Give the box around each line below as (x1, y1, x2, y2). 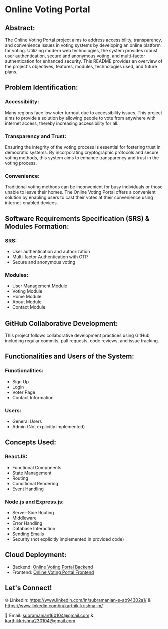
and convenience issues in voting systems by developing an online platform (5, 42, 161, 48)
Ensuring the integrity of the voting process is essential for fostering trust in (5, 144, 161, 150)
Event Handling (12, 486, 44, 492)
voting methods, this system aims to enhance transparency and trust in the (5, 154, 159, 161)
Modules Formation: (5, 222, 69, 231)
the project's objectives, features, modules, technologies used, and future (5, 64, 157, 69)
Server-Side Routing (12, 510, 54, 516)
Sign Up (12, 378, 29, 384)
